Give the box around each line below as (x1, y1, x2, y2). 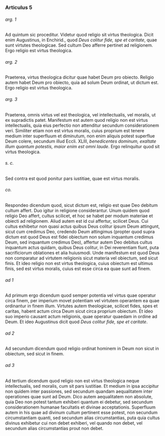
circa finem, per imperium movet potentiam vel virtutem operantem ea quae (5, 298, 160, 304)
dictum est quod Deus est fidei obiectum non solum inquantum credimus (5, 234, 154, 240)
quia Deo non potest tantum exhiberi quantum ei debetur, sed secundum (5, 399, 153, 405)
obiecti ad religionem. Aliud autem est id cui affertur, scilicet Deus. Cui (5, 218, 149, 224)
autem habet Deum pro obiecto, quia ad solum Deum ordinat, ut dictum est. (5, 80, 159, 86)
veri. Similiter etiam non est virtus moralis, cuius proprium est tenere (5, 127, 145, 133)
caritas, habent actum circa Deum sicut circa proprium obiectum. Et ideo (5, 308, 154, 314)
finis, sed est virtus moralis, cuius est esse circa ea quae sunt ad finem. (5, 265, 151, 271)
